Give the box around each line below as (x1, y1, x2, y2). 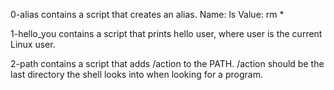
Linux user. (10, 39, 56, 50)
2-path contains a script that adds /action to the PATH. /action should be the (10, 58, 325, 69)
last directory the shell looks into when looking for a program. (10, 69, 263, 80)
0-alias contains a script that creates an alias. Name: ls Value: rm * (10, 9, 285, 20)
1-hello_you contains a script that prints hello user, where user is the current (10, 28, 323, 39)
